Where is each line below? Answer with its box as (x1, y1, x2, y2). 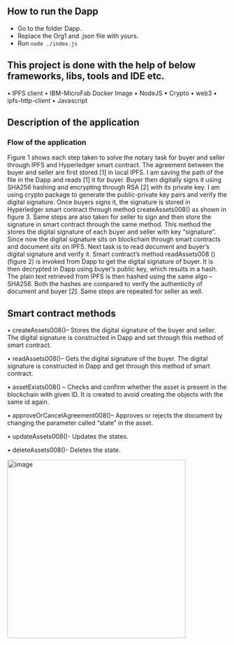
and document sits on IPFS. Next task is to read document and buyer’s (7, 243, 210, 251)
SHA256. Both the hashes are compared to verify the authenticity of (7, 280, 203, 288)
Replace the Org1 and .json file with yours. (17, 31, 139, 40)
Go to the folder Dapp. (17, 24, 82, 32)
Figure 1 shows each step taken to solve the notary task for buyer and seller (7, 153, 226, 162)
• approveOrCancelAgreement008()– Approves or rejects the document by (7, 411, 223, 420)
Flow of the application (7, 137, 87, 147)
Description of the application (7, 117, 140, 129)
